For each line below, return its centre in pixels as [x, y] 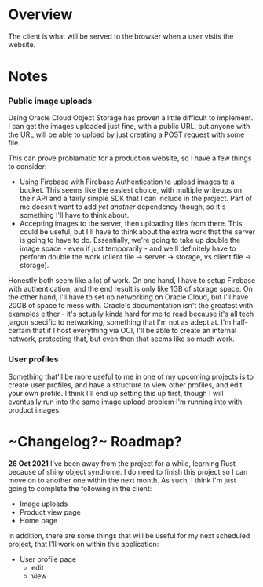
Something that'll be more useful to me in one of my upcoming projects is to [131, 376]
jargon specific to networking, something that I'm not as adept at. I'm [120, 322]
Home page [38, 520]
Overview [40, 15]
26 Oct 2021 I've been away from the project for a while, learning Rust [122, 463]
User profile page [48, 559]
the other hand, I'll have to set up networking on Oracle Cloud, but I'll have [128, 297]
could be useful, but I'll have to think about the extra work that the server [137, 232]
